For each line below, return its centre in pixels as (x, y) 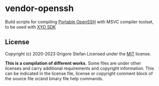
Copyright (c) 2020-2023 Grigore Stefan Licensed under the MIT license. (78, 54)
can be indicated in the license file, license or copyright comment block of (79, 73)
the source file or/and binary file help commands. (54, 78)
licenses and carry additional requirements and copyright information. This (79, 68)
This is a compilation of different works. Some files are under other (73, 63)
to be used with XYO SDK (31, 27)
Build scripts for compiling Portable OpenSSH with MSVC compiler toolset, (79, 22)
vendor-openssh (40, 8)
